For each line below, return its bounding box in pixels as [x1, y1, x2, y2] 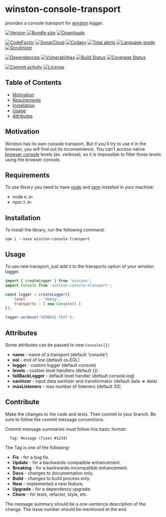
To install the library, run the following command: [5, 227, 105, 233]
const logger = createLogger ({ [5, 292, 70, 297]
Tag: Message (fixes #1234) [9, 436, 68, 441]
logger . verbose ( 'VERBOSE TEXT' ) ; [5, 315, 75, 320]
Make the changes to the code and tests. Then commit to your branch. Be [5, 411, 156, 417]
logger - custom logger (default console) [12, 362, 97, 368]
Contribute [5, 398, 40, 406]
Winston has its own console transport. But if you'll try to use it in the [5, 141, 147, 147]
